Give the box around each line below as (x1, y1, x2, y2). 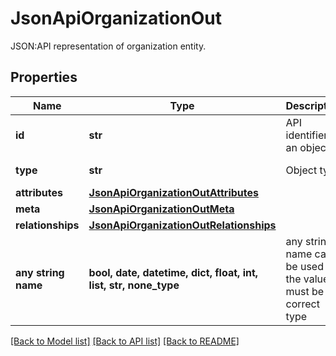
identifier (285, 128, 328, 142)
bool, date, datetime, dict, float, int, (88, 265, 259, 279)
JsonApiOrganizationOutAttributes (88, 185, 259, 199)
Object (285, 163, 318, 177)
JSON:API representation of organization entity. (10, 40, 207, 52)
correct (285, 297, 320, 311)
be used (285, 259, 324, 273)
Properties (10, 69, 78, 86)
